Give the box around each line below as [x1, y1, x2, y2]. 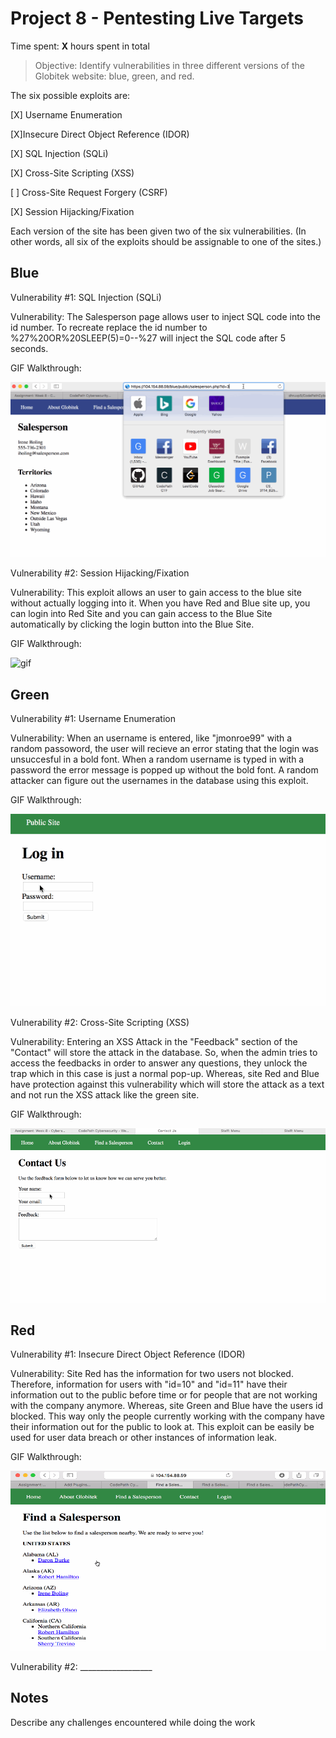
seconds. [10, 342, 49, 354]
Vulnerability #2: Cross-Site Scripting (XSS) [10, 1017, 190, 1029]
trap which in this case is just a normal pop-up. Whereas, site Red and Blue [10, 1068, 320, 1080]
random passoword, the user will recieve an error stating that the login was [10, 743, 319, 755]
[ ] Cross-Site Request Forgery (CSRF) [10, 186, 168, 198]
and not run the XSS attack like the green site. [10, 1089, 200, 1101]
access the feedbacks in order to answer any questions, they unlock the [10, 1057, 308, 1069]
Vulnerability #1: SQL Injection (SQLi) [10, 291, 162, 303]
